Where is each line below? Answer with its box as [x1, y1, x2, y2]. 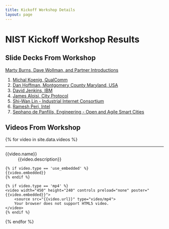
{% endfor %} [5, 219, 34, 225]
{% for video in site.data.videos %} [5, 137, 78, 143]
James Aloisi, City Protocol [12, 92, 69, 98]
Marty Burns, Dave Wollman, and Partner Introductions [5, 67, 119, 73]
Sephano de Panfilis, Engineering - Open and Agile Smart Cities [12, 108, 144, 114]
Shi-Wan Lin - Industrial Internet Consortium [12, 98, 104, 104]
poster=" [131, 188, 150, 193]
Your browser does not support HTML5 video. [14, 201, 109, 206]
